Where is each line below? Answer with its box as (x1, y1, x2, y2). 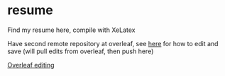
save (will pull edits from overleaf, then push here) (7, 47, 154, 55)
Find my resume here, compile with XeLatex (7, 26, 136, 34)
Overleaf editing (7, 60, 55, 69)
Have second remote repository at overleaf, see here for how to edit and (7, 39, 219, 48)
